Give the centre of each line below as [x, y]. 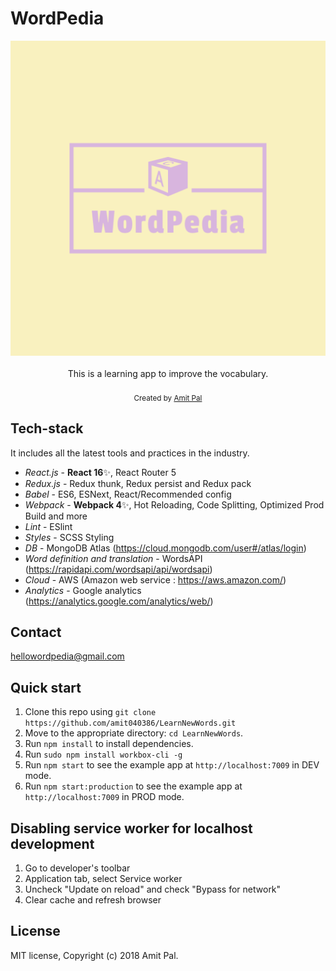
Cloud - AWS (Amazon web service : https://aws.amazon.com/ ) [155, 579]
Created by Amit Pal [168, 398]
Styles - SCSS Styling [69, 537]
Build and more [56, 516]
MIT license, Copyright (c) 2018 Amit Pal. [94, 955]
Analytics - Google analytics [83, 590]
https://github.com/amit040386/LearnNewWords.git [130, 723]
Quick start [46, 687]
